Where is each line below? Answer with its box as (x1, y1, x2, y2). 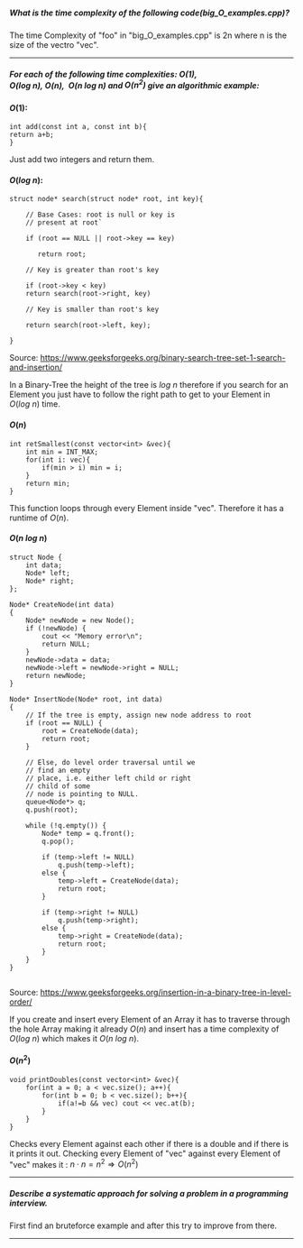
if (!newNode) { (25, 623, 87, 633)
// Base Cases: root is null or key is (25, 210, 176, 220)
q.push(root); (25, 805, 78, 814)
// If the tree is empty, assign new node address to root (25, 711, 252, 720)
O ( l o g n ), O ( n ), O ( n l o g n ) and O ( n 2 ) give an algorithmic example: (9, 78, 260, 90)
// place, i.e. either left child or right (25, 774, 192, 783)
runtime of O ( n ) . (9, 512, 69, 523)
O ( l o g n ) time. (9, 399, 60, 409)
